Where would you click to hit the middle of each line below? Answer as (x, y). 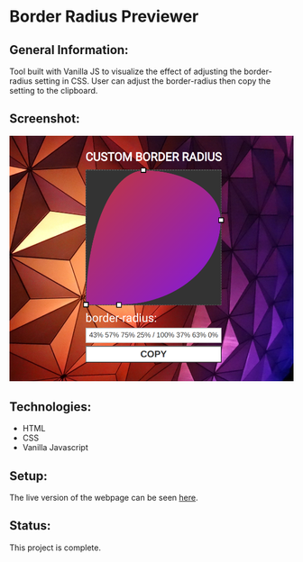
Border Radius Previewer (104, 17)
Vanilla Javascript (55, 448)
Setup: (28, 476)
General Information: (69, 50)
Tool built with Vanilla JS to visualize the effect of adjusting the (125, 71)
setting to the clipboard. (54, 91)
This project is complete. (55, 548)
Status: (30, 526)
